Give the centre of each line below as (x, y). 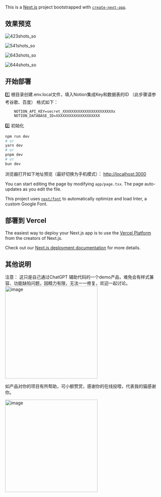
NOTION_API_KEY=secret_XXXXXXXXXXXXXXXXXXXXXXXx (65, 111)
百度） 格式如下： (40, 102)
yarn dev (14, 146)
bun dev (13, 164)
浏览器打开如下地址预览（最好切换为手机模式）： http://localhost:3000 (76, 174)
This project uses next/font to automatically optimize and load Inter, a (76, 198)
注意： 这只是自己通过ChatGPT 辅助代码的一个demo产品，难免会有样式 (77, 277)
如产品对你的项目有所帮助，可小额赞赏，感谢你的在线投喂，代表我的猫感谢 (80, 386)
